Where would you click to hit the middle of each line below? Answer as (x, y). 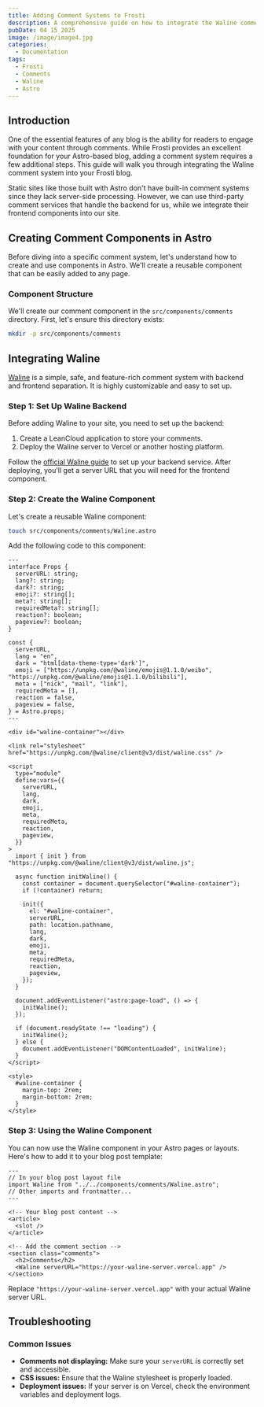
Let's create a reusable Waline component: (77, 516)
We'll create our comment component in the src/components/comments (121, 311)
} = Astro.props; (37, 712)
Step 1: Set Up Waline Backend (68, 406)
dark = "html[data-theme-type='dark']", (82, 663)
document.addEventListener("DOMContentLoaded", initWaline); (124, 1049)
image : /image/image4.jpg (50, 37)
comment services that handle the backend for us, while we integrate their (128, 205)
